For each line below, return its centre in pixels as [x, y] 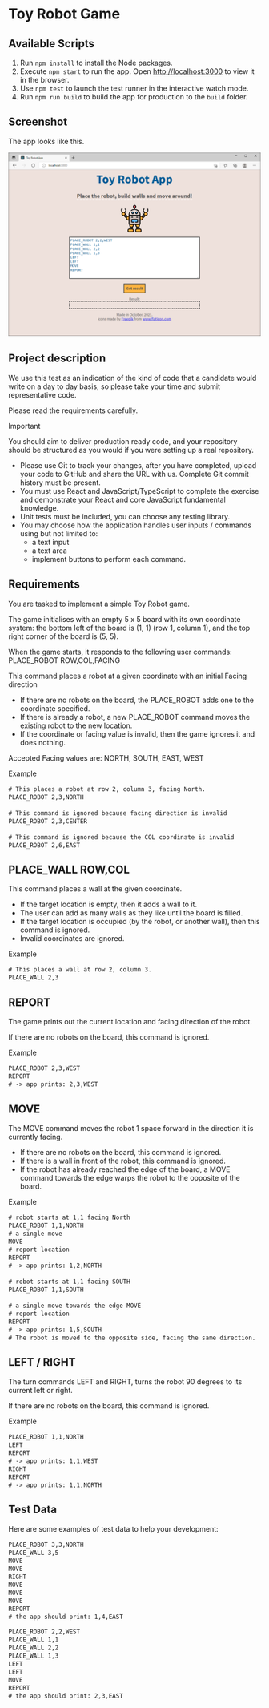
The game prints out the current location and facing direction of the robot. [130, 1022]
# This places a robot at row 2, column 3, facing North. [107, 789]
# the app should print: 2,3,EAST [66, 1696]
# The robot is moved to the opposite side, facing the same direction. [132, 1338]
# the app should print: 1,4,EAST [66, 1617]
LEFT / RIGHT [42, 1362]
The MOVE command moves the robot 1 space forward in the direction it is [131, 1129]
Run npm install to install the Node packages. [96, 63]
